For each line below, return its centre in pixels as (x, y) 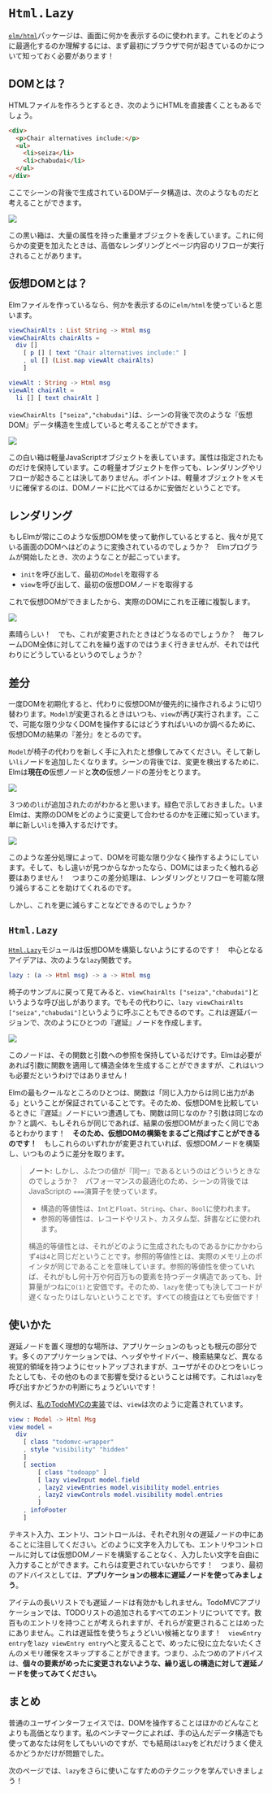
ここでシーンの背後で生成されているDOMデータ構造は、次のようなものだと (134, 192)
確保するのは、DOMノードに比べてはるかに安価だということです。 (134, 487)
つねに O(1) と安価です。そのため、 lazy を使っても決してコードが (156, 1286)
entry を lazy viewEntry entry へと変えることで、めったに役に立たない (125, 1643)
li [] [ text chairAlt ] (58, 398)
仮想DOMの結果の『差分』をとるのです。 (77, 734)
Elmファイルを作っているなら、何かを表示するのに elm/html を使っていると (132, 305)
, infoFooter (45, 1510)
